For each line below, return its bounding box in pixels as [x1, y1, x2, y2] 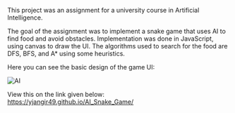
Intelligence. [7, 13, 44, 22]
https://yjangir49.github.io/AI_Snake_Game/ [7, 98, 134, 106]
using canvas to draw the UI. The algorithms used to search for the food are [7, 42, 228, 50]
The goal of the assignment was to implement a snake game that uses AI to [7, 27, 226, 35]
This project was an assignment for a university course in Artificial [7, 6, 200, 14]
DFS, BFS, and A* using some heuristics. [7, 49, 126, 58]
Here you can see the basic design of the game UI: [7, 63, 155, 71]
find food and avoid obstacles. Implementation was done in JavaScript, [7, 34, 214, 43]
